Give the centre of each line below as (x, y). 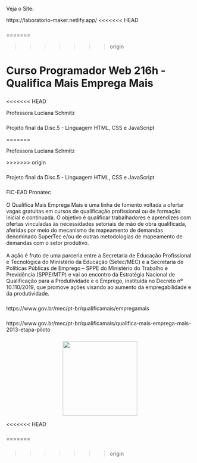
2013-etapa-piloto (28, 330)
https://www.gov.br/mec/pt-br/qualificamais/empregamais (78, 308)
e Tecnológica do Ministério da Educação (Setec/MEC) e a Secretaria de (95, 262)
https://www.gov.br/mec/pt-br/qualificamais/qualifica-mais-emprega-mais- (99, 323)
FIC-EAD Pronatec (29, 192)
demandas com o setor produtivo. (48, 243)
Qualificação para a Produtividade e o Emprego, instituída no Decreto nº (95, 281)
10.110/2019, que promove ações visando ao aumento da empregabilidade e (99, 287)
